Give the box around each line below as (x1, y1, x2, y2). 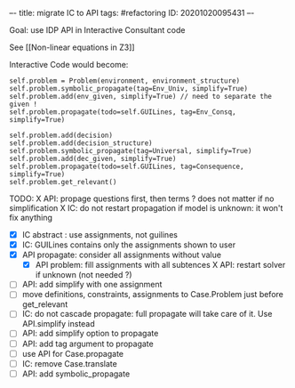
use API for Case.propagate (21, 348, 124, 359)
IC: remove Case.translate (21, 358, 117, 368)
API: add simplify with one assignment (21, 279, 163, 290)
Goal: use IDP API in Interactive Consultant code (9, 25, 186, 35)
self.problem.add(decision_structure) (9, 139, 153, 148)
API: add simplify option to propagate (21, 328, 159, 339)
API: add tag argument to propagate (21, 338, 154, 349)
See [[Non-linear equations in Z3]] (9, 42, 135, 53)
